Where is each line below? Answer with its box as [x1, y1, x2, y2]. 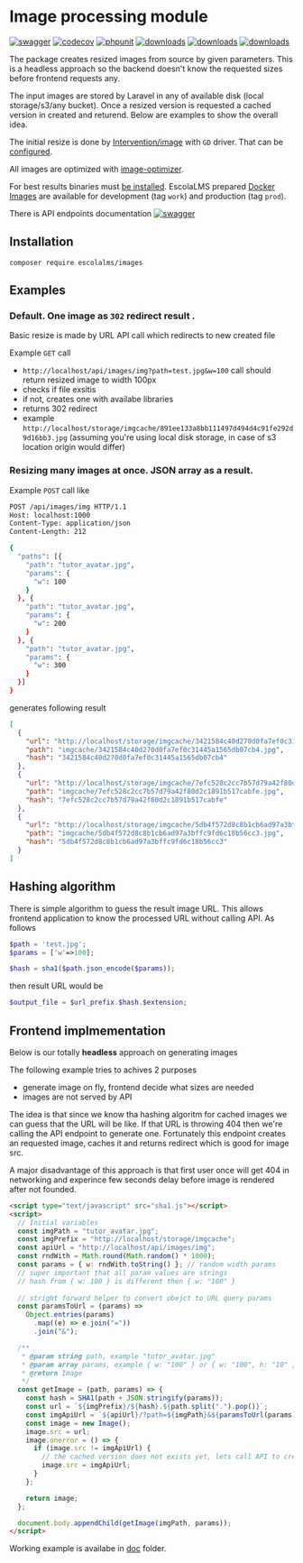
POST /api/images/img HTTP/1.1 [9, 502, 127, 511]
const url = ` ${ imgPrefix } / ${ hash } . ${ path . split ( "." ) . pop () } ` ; [25, 1402, 269, 1411]
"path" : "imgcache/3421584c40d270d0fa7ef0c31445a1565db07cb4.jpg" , [25, 745, 284, 754]
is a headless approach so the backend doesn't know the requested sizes [9, 63, 283, 74]
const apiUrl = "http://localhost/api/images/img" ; [17, 1243, 216, 1253]
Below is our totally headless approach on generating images [9, 1046, 238, 1057]
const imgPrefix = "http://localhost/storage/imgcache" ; [17, 1235, 236, 1244]
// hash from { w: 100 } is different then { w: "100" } [17, 1276, 236, 1286]
